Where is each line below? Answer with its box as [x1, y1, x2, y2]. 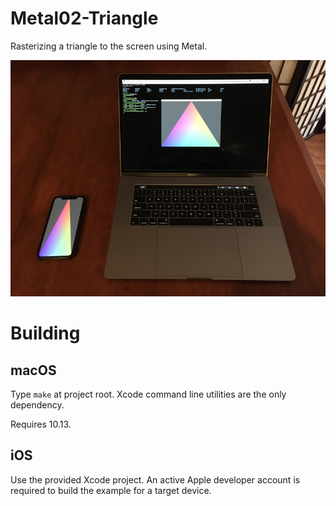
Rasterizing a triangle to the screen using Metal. [10, 40, 208, 52]
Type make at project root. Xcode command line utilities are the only [10, 388, 287, 400]
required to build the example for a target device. [10, 484, 212, 496]
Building [10, 322, 81, 345]
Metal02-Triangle [10, 7, 159, 30]
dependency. [10, 398, 65, 411]
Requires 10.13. [10, 418, 72, 430]
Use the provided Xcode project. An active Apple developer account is [10, 473, 301, 486]
